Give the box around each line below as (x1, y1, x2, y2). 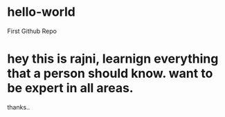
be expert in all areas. (7, 81, 134, 96)
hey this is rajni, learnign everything (7, 51, 219, 67)
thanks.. (7, 103, 30, 111)
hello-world (7, 4, 76, 20)
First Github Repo (7, 27, 57, 35)
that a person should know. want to (7, 66, 213, 81)
